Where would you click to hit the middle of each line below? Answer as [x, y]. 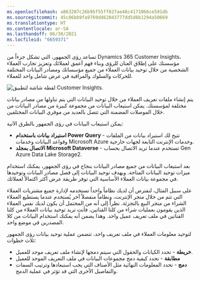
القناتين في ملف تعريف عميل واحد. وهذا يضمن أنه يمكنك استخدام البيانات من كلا [96, 216]
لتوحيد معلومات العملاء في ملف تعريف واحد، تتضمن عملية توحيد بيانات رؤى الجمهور [99, 234]
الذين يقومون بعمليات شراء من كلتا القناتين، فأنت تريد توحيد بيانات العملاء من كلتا [96, 210]
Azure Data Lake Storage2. [49, 154]
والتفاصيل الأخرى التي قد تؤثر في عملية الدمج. [66, 271]
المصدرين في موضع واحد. [35, 222]
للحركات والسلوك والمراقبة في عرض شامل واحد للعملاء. [70, 76]
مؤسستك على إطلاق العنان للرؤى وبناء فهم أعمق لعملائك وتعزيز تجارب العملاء [93, 63]
